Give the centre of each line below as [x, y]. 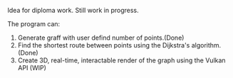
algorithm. [206, 45]
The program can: [34, 24]
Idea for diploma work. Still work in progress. [73, 10]
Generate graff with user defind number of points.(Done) [101, 38]
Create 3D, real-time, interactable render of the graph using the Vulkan [121, 60]
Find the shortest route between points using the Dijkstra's [104, 45]
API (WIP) [32, 68]
